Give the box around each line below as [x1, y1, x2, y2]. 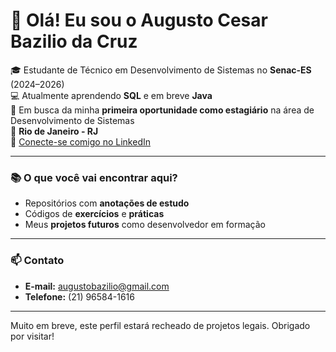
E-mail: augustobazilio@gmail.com [24, 280, 170, 292]
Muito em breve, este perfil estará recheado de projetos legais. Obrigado [10, 319, 311, 331]
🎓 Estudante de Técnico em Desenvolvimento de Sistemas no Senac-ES [10, 64, 312, 76]
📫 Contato [10, 254, 65, 268]
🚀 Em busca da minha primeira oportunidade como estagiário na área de [10, 104, 315, 116]
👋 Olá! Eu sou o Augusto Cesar [10, 9, 268, 32]
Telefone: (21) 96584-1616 [24, 290, 135, 303]
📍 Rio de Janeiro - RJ [10, 125, 99, 137]
